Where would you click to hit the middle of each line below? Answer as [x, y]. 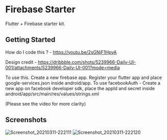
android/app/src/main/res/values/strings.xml [52, 94]
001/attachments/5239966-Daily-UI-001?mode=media [63, 67]
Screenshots [26, 120]
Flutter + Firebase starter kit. [35, 24]
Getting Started [30, 40]
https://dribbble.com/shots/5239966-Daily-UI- [87, 62]
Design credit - [21, 62]
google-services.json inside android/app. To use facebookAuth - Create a [83, 83]
